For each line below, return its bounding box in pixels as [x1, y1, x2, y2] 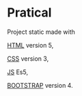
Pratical [7, 5, 52, 21]
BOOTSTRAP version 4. [7, 81, 73, 89]
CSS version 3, [7, 54, 49, 63]
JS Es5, [7, 68, 29, 76]
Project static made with [7, 28, 75, 36]
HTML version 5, [7, 41, 54, 49]
